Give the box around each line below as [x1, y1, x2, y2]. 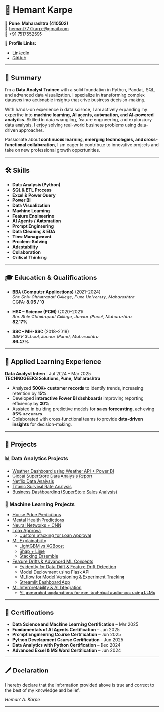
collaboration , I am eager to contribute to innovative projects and [27, 141, 159, 148]
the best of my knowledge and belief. [5, 687, 80, 693]
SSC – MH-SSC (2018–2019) [12, 329, 69, 335]
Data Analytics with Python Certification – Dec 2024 [12, 642, 121, 648]
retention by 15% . [12, 390, 48, 396]
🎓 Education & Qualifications [5, 273, 97, 282]
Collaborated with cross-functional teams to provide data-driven [12, 416, 143, 422]
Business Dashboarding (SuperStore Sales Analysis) [12, 489, 118, 494]
